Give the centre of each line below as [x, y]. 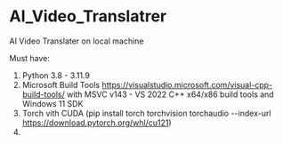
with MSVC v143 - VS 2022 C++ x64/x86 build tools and [170, 94]
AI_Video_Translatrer [88, 16]
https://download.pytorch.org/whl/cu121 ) [97, 123]
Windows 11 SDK [53, 103]
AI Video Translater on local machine [77, 41]
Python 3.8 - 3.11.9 [56, 75]
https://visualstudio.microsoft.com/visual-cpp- [187, 84]
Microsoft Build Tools [61, 84]
